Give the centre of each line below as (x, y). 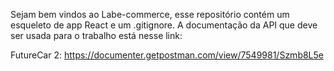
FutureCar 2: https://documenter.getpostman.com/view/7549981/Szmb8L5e (167, 55)
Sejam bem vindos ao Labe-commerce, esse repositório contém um (150, 14)
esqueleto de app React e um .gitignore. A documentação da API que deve (164, 25)
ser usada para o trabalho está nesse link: (96, 35)
